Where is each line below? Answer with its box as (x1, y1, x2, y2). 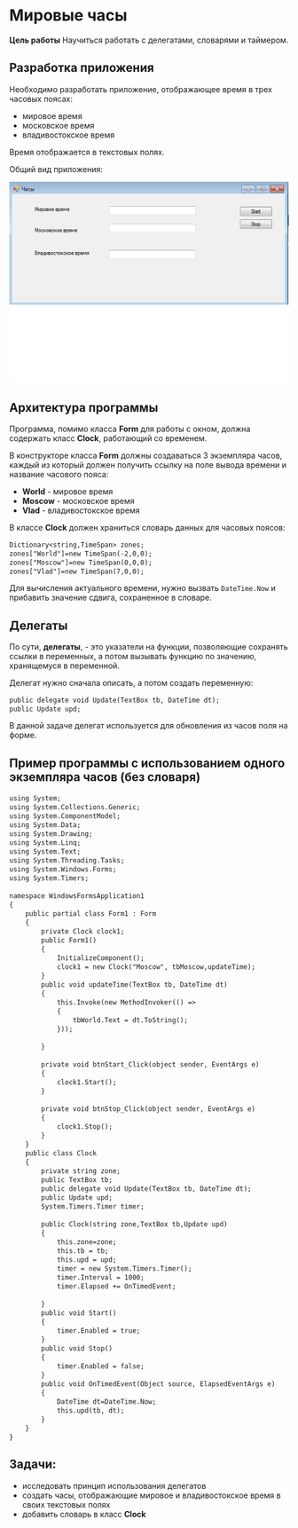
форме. (9, 729, 37, 741)
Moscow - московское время (21, 496, 135, 507)
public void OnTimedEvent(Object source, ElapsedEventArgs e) (41, 1380, 276, 1389)
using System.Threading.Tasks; (9, 856, 125, 865)
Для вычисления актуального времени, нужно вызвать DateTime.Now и (9, 583, 277, 594)
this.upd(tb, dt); (56, 1406, 125, 1415)
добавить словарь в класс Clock (21, 1508, 146, 1519)
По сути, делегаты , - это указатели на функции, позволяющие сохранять (9, 642, 288, 652)
